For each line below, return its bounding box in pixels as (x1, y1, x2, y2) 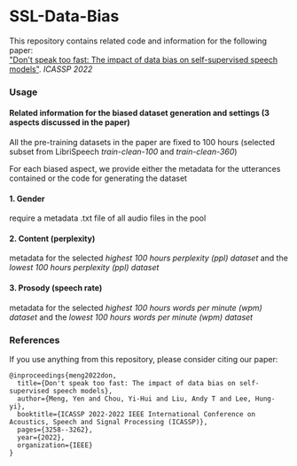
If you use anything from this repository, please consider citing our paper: (9, 353, 278, 364)
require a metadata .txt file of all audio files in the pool (9, 213, 207, 223)
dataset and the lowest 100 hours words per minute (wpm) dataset (9, 312, 254, 322)
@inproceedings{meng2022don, (9, 370, 117, 380)
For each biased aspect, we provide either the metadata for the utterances (9, 164, 281, 175)
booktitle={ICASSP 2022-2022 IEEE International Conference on (17, 409, 255, 418)
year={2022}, (17, 432, 66, 442)
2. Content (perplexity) (9, 233, 96, 244)
